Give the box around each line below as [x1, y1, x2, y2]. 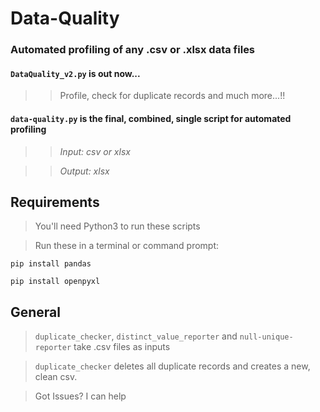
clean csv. [34, 371, 78, 383]
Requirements [10, 193, 100, 211]
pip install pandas [10, 259, 92, 269]
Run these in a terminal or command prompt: [34, 240, 220, 252]
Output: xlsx [59, 165, 110, 177]
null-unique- [239, 332, 294, 342]
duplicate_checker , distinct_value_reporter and [34, 330, 238, 342]
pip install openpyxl [10, 277, 101, 287]
